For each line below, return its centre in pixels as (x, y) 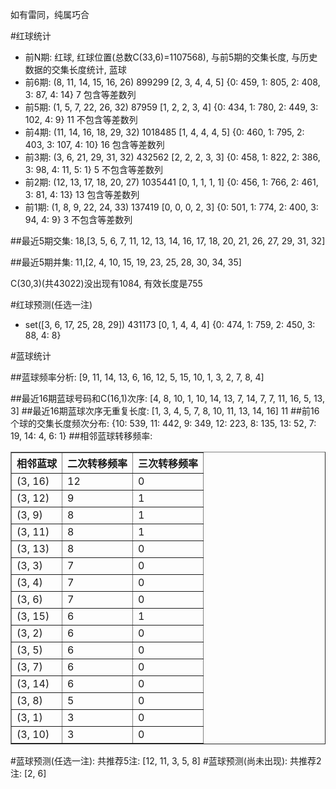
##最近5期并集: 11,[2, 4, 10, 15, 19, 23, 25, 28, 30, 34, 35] (126, 262)
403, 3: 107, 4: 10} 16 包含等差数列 (94, 144)
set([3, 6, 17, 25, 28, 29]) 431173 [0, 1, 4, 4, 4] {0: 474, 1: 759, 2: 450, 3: (170, 324)
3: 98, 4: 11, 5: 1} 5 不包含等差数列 (93, 169)
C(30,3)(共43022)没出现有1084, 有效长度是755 (106, 283)
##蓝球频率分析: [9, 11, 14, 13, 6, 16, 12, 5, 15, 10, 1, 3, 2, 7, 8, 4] (137, 377)
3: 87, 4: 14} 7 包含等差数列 (80, 94)
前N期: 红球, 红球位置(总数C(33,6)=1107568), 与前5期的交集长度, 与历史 (171, 57)
